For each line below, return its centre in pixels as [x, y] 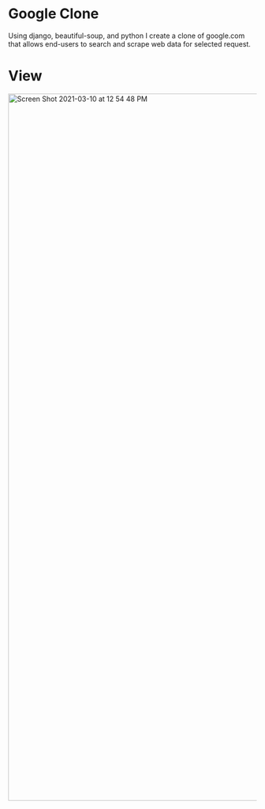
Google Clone [54, 14]
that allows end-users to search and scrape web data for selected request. [129, 43]
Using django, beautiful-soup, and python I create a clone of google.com [127, 36]
